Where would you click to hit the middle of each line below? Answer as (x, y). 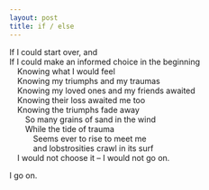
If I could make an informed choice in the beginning (105, 62)
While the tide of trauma (70, 128)
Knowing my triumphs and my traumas (89, 81)
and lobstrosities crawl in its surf (93, 148)
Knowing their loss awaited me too (82, 100)
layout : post (34, 18)
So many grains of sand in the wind (91, 119)
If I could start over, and (54, 52)
